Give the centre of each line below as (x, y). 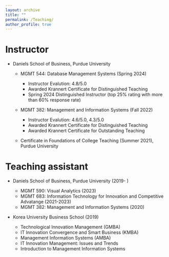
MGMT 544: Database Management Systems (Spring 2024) (83, 74)
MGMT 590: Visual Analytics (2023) (58, 191)
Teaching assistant (47, 167)
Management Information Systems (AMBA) (66, 238)
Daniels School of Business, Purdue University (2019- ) (71, 181)
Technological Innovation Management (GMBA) (70, 227)
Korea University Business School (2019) (56, 217)
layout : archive (23, 10)
